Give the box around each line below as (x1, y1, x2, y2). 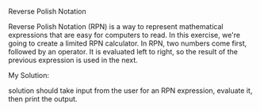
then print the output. (8, 94, 78, 103)
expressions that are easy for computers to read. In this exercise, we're (8, 31, 241, 39)
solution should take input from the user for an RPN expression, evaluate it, (8, 86, 253, 95)
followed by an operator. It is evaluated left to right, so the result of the (8, 47, 238, 56)
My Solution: (8, 71, 50, 80)
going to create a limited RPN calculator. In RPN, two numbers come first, (8, 39, 247, 48)
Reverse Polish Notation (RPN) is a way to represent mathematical (8, 22, 224, 31)
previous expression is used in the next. (8, 55, 139, 65)
